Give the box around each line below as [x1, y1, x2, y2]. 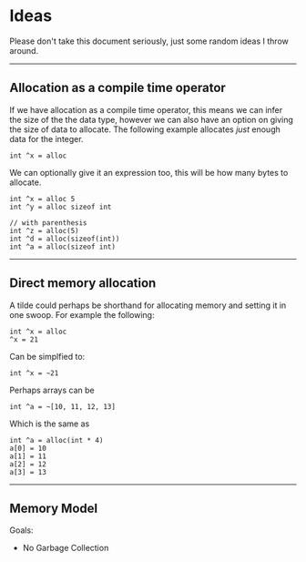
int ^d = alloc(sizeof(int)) [9, 234, 120, 243]
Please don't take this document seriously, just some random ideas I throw [9, 36, 289, 46]
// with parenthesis [9, 218, 88, 228]
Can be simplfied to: [9, 351, 86, 362]
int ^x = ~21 [9, 368, 59, 378]
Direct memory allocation [9, 275, 157, 291]
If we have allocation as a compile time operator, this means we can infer [9, 104, 283, 115]
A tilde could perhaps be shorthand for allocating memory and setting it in [9, 300, 287, 311]
